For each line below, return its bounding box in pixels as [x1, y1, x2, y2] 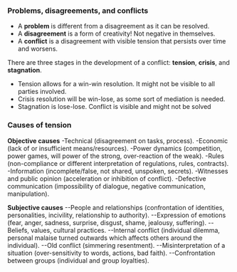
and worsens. [17, 45, 58, 53]
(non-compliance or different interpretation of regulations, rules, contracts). [7, 159, 229, 167]
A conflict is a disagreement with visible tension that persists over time [17, 37, 226, 46]
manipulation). [7, 189, 50, 198]
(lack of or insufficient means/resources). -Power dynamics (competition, [7, 144, 223, 152]
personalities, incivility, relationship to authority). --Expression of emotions [7, 211, 226, 219]
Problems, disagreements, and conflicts [7, 6, 149, 16]
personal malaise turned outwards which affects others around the [7, 234, 203, 242]
